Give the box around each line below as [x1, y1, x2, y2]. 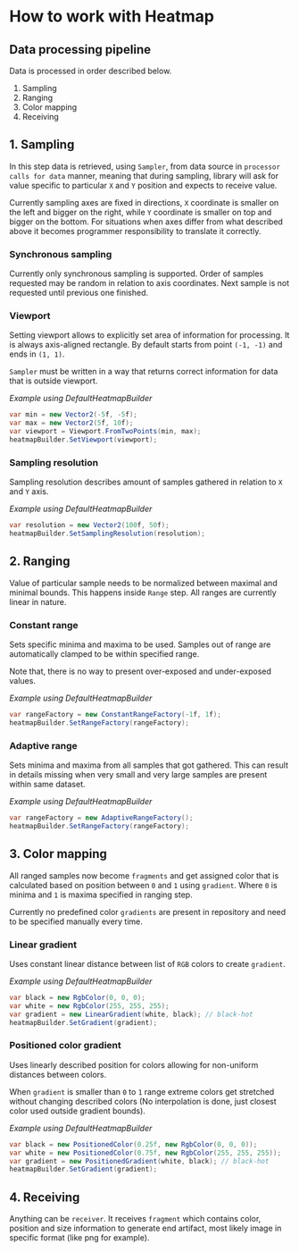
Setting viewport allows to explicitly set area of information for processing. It [9, 330, 290, 340]
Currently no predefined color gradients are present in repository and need [9, 906, 287, 917]
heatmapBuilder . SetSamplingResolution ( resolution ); [9, 529, 205, 538]
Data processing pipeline [9, 42, 152, 57]
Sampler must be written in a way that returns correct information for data [9, 366, 278, 377]
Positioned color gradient [9, 1039, 122, 1052]
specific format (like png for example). [9, 1232, 150, 1243]
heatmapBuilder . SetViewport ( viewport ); [9, 435, 158, 444]
